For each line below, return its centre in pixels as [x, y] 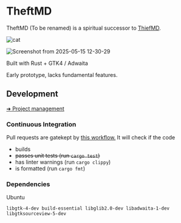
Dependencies [28, 184]
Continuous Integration [41, 124]
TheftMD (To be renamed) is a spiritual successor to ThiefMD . [84, 28]
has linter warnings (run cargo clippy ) [63, 162]
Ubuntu [16, 198]
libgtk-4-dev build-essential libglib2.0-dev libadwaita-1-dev [88, 208]
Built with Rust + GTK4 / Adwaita [47, 63]
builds [23, 149]
